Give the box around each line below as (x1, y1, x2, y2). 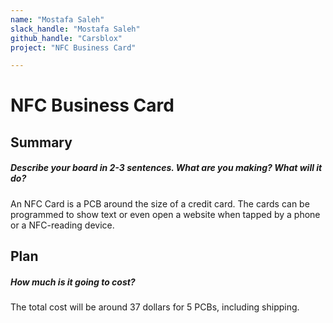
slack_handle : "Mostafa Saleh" (10, 24, 141, 34)
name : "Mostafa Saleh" (10, 14, 105, 25)
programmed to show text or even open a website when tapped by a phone (10, 208, 321, 220)
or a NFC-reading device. (10, 219, 115, 231)
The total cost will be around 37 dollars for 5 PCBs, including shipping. (10, 301, 300, 313)
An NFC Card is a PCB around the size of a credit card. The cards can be (10, 197, 310, 210)
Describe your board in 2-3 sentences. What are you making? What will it (10, 162, 323, 174)
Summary (10, 134, 73, 151)
